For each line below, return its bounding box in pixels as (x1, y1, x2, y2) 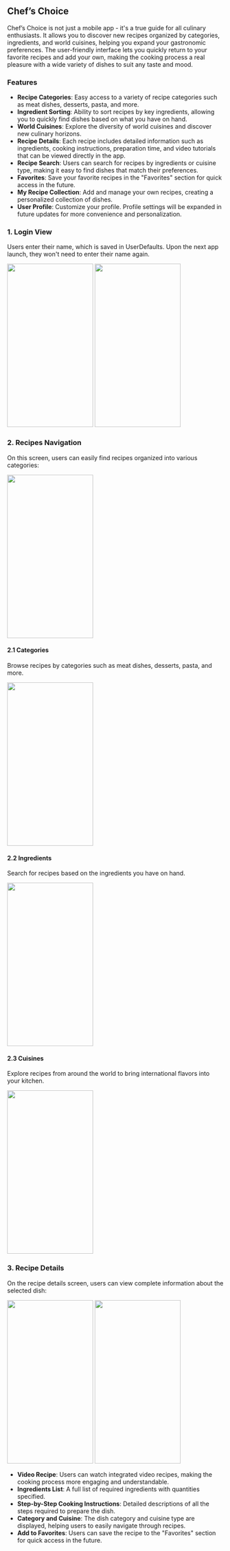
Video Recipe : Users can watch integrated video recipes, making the (16, 1470, 213, 1478)
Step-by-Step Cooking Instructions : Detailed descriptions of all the (16, 1499, 209, 1508)
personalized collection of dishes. (16, 195, 113, 204)
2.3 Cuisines (7, 1054, 44, 1062)
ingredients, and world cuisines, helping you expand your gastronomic (7, 38, 206, 47)
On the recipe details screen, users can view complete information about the (7, 1279, 224, 1287)
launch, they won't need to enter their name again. (7, 250, 150, 259)
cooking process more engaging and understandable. (16, 1477, 170, 1486)
